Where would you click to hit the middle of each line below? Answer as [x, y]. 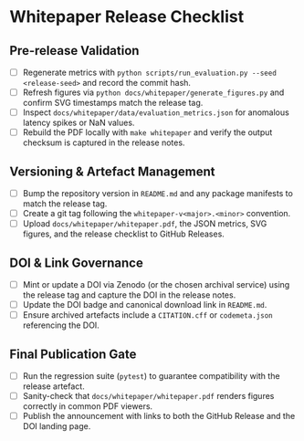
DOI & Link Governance [76, 262]
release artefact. [53, 386]
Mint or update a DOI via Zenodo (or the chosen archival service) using [156, 285]
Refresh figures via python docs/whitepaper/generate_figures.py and [153, 92]
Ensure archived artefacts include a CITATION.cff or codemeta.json [147, 315]
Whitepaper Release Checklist [127, 17]
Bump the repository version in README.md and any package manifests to [158, 194]
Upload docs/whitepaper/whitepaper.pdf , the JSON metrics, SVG [145, 224]
